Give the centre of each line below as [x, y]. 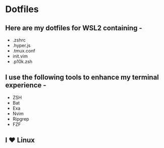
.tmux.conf [24, 51]
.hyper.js [21, 45]
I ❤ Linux [20, 140]
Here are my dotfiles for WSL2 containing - [74, 28]
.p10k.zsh [22, 61]
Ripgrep [21, 119]
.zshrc [19, 40]
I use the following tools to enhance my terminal [82, 78]
